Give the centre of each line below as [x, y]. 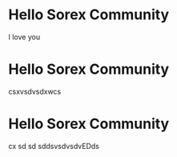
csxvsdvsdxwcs [35, 91]
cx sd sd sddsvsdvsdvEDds [54, 146]
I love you [24, 37]
